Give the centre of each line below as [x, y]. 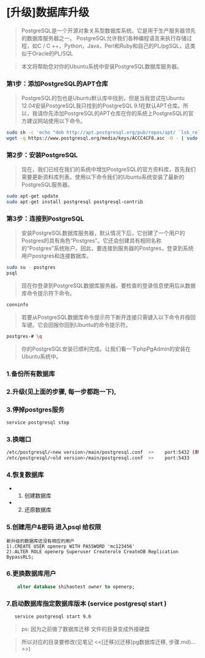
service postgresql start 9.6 [53, 617]
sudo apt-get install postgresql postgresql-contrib [75, 202]
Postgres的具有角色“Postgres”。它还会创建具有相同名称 [91, 241]
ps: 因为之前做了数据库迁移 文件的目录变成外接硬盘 [85, 629]
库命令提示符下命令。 [48, 293]
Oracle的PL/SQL [52, 53]
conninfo [17, 305]
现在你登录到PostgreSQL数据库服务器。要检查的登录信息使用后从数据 [109, 286]
